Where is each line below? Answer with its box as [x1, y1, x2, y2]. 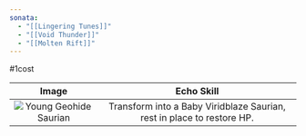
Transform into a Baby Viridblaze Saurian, [108, 101, 287, 113]
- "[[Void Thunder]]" [17, 30, 100, 39]
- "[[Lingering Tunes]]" [17, 22, 112, 31]
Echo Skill [175, 85, 219, 98]
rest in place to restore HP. [140, 112, 255, 124]
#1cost [9, 63, 35, 74]
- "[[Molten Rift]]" [17, 38, 96, 48]
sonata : [9, 13, 39, 23]
